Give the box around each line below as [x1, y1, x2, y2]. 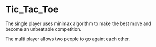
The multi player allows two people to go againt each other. [5, 36, 130, 42]
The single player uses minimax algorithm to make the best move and [5, 20, 152, 27]
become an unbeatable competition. [5, 26, 82, 32]
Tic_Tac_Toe [5, 4, 59, 15]
